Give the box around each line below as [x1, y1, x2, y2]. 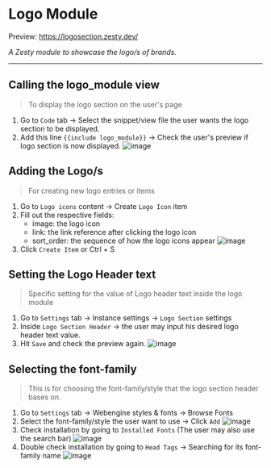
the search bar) [19, 433, 72, 444]
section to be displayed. [19, 123, 100, 133]
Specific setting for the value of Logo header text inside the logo [27, 289, 243, 299]
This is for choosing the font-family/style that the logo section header [27, 384, 259, 394]
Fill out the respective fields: [19, 210, 115, 219]
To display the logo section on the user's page [27, 99, 183, 109]
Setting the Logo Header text [8, 267, 156, 281]
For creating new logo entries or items [27, 186, 155, 195]
